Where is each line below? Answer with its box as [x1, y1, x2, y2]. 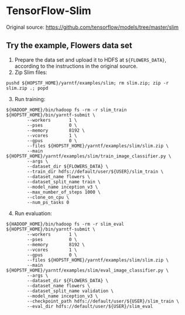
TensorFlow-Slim [6, 4, 92, 18]
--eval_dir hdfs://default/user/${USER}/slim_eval [27, 303, 153, 309]
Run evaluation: [14, 210, 53, 217]
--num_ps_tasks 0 [27, 199, 69, 205]
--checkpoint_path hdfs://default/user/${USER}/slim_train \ [27, 298, 180, 304]
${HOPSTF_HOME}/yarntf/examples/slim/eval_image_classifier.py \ [6, 267, 169, 273]
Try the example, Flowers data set [6, 41, 133, 51]
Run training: [14, 95, 46, 102]
